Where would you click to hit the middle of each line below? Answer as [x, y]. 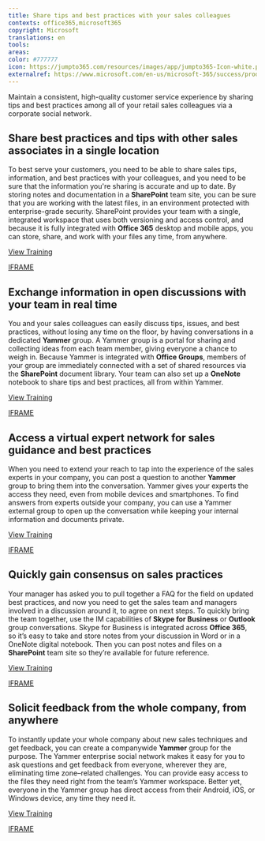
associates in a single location [84, 151]
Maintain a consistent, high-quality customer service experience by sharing [131, 96]
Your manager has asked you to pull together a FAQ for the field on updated [131, 594]
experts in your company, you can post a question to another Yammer [122, 478]
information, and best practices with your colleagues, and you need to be [127, 178]
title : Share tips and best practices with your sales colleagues [119, 15]
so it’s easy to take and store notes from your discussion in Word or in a [124, 636]
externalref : [30, 74]
